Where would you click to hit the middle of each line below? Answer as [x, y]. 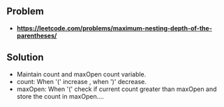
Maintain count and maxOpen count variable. [81, 74]
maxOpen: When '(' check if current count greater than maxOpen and [117, 89]
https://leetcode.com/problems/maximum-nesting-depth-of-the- [114, 28]
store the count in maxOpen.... [60, 96]
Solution [25, 57]
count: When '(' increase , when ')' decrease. [82, 81]
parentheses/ [37, 35]
